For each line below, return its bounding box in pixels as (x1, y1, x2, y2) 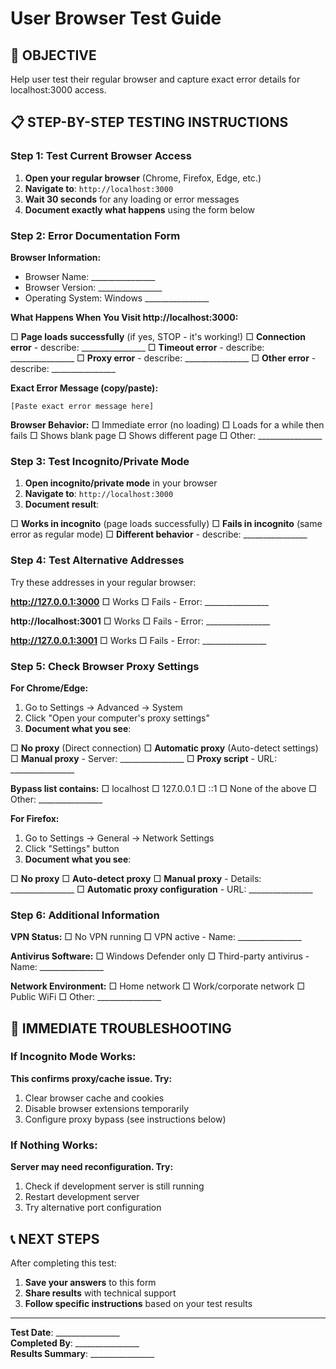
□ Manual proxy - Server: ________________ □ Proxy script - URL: (10, 752, 278, 764)
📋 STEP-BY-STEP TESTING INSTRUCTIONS (10, 114, 289, 131)
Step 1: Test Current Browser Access (10, 149, 192, 163)
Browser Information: (10, 251, 102, 263)
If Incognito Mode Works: (10, 1050, 137, 1064)
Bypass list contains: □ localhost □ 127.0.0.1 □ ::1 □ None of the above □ (10, 782, 317, 794)
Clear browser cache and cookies (24, 1092, 165, 1104)
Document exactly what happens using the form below (24, 203, 256, 216)
